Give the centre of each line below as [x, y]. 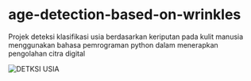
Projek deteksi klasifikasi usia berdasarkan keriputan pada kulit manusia [126, 37]
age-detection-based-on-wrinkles [125, 15]
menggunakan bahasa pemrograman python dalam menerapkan [113, 44]
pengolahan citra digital [47, 53]
